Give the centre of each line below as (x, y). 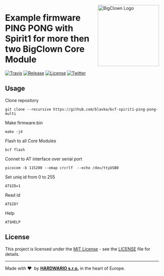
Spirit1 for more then (47, 39)
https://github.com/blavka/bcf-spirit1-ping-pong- (106, 109)
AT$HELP (13, 222)
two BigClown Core (45, 49)
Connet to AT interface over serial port (44, 159)
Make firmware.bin (24, 123)
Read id (13, 195)
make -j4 (14, 132)
